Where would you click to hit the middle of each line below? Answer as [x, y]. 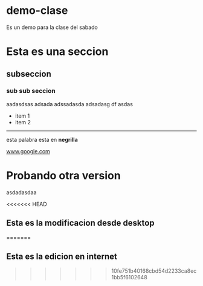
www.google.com [28, 151]
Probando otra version [63, 176]
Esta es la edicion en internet [62, 256]
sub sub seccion [31, 91]
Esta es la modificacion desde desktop [81, 223]
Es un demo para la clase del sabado [52, 27]
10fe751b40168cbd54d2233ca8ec [154, 271]
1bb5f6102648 [130, 278]
